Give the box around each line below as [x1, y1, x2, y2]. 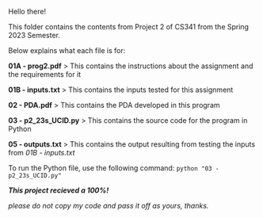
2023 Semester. [8, 31, 61, 40]
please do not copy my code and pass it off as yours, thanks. [8, 201, 209, 210]
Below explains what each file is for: [8, 46, 126, 55]
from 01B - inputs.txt [8, 148, 75, 157]
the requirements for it [8, 70, 82, 78]
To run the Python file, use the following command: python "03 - [8, 163, 219, 173]
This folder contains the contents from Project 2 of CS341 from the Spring [8, 22, 250, 31]
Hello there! [8, 7, 46, 16]
